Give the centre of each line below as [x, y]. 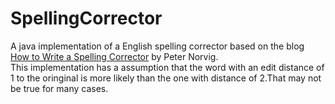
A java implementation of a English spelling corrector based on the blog [157, 46]
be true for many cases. [59, 88]
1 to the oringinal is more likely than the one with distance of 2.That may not [166, 78]
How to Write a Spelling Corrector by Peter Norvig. [114, 56]
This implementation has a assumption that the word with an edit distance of [167, 67]
